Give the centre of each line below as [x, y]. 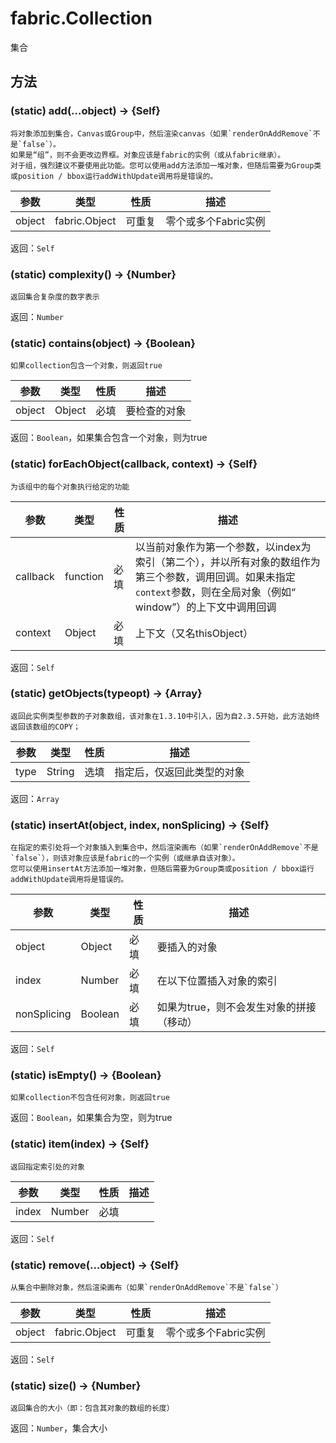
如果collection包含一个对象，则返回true [86, 366]
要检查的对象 [156, 411]
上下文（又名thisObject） [194, 633]
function [84, 576]
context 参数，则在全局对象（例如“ [215, 592]
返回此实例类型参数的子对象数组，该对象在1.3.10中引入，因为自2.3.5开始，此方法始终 [165, 716]
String [60, 771]
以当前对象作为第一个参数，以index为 [223, 547]
